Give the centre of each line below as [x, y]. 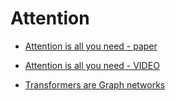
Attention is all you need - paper [91, 46]
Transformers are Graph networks [95, 84]
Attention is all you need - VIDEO [92, 65]
